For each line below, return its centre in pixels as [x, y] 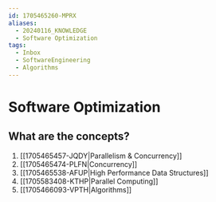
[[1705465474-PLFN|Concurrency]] [79, 164]
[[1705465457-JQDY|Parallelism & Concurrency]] [101, 156]
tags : [17, 46]
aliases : [23, 23]
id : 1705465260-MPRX [43, 16]
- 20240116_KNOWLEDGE [51, 30]
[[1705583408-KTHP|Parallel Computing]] [89, 181]
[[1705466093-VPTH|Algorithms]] [76, 189]
